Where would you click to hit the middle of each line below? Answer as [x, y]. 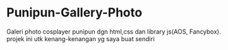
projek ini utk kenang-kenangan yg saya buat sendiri [81, 38]
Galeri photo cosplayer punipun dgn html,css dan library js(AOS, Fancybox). [114, 32]
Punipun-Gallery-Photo [74, 13]
